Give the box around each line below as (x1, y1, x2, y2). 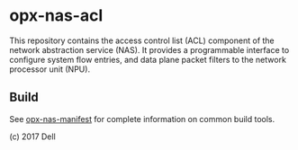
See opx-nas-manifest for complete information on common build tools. (9, 113, 275, 124)
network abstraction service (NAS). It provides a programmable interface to (9, 44, 290, 55)
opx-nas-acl (9, 5, 104, 26)
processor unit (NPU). (9, 64, 91, 75)
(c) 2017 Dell (9, 131, 56, 142)
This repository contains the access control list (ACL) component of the (9, 35, 275, 46)
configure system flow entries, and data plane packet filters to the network (9, 54, 286, 65)
